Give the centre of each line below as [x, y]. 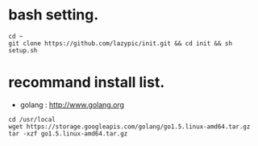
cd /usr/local [32, 119]
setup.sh [23, 50]
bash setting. [54, 15]
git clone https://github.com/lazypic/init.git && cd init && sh [120, 43]
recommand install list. [87, 83]
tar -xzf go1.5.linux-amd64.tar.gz [68, 133]
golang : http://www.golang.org [72, 104]
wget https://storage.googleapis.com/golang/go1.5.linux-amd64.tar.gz [129, 127]
